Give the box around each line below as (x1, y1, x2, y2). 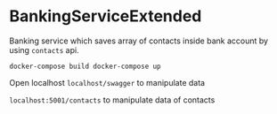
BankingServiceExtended (9, 6, 202, 27)
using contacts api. (9, 44, 79, 55)
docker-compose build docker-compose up (9, 62, 162, 71)
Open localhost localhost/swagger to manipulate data (9, 77, 206, 87)
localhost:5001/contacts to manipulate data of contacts (9, 95, 216, 105)
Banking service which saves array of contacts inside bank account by (9, 35, 269, 46)
